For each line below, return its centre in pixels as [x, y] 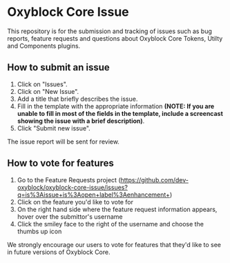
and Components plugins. [44, 46]
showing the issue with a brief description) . [81, 121]
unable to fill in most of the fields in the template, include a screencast [120, 113]
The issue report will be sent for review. [63, 142]
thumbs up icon [39, 231]
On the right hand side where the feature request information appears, [117, 209]
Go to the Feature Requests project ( [69, 179]
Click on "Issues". [42, 84]
